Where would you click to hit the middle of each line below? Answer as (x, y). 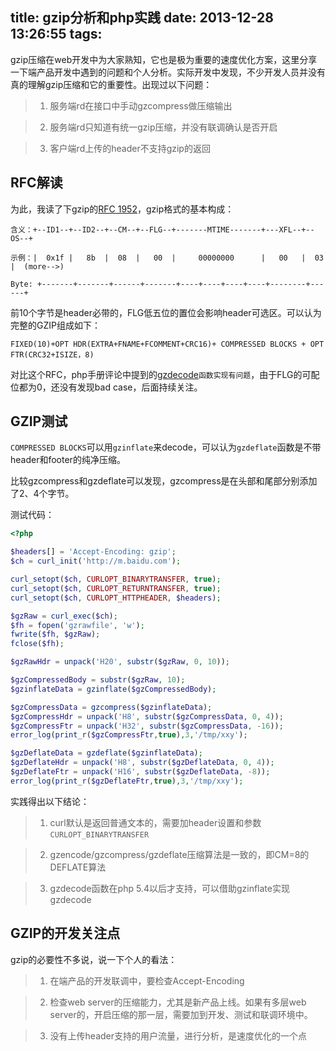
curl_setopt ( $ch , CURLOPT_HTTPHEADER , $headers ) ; (116, 598)
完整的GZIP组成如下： (55, 325)
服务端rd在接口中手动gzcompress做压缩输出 (141, 105)
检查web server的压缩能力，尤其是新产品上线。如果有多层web (178, 1002)
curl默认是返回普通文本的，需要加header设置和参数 (155, 822)
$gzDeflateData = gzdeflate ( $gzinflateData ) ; (106, 753)
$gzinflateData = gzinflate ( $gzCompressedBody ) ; (113, 689)
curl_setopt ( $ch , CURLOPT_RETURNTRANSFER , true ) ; (116, 588)
